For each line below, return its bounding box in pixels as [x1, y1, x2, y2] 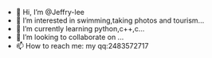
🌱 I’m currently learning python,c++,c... [15, 24, 145, 33]
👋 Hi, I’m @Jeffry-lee [15, 8, 85, 16]
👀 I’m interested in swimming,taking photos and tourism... [15, 16, 205, 25]
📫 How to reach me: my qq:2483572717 [15, 42, 149, 50]
